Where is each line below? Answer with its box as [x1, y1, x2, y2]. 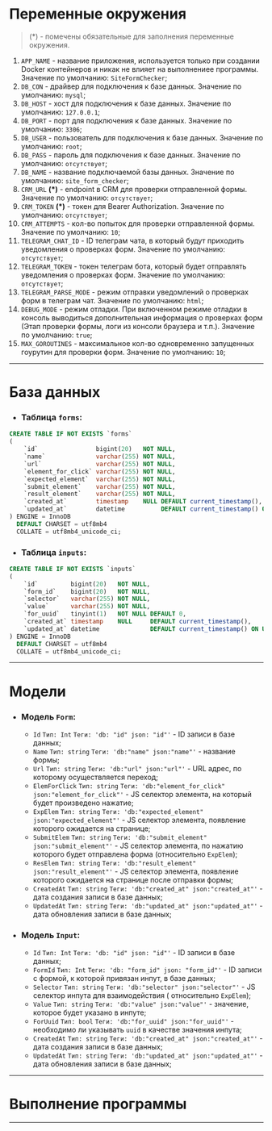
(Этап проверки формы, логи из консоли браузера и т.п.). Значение [20, 321, 255, 331]
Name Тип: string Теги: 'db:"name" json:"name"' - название [32, 746, 236, 756]
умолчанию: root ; [20, 141, 83, 151]
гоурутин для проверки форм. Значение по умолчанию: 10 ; [20, 347, 226, 357]
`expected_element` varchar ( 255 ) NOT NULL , [23, 475, 176, 483]
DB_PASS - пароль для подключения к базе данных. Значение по [20, 150, 241, 160]
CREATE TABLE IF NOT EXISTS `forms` [9, 430, 132, 438]
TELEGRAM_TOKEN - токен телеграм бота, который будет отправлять [20, 261, 247, 271]
